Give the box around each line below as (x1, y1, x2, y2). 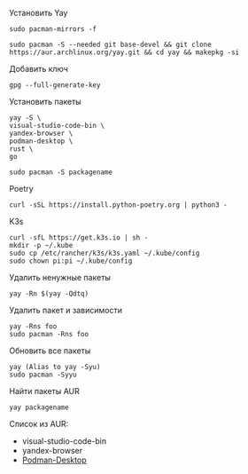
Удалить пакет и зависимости (9, 305, 122, 315)
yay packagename (9, 403, 69, 412)
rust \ (9, 145, 34, 154)
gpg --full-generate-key (9, 81, 101, 90)
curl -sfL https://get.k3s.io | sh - (9, 233, 149, 242)
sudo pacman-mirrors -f (9, 25, 97, 34)
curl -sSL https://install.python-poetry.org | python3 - (9, 201, 228, 209)
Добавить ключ (9, 64, 69, 74)
